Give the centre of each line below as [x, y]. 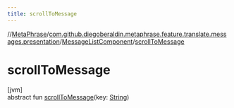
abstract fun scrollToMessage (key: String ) [68, 97]
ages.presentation [33, 41]
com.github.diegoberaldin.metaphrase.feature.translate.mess [138, 34]
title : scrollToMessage [42, 14]
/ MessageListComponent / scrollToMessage [122, 41]
